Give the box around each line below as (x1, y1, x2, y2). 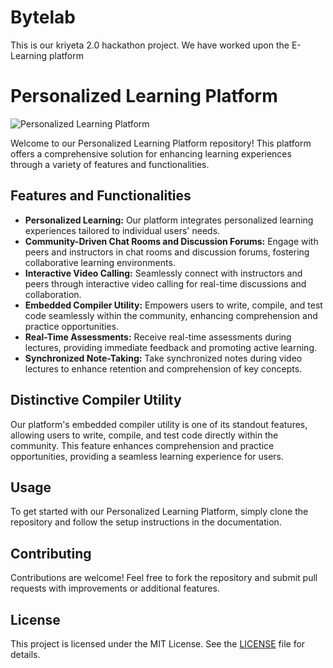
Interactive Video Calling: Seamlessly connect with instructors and (24, 267, 303, 279)
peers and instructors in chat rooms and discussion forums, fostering (24, 246, 310, 258)
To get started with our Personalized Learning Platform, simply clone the (10, 506, 309, 518)
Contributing (10, 545, 92, 562)
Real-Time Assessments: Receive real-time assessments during (24, 331, 292, 343)
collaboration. (24, 288, 82, 300)
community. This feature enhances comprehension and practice (10, 439, 275, 451)
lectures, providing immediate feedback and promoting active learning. (24, 341, 318, 353)
